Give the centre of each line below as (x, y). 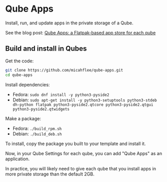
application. (17, 159)
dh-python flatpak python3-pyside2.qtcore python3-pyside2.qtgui (83, 104)
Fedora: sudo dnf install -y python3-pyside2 (61, 94)
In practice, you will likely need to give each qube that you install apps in (81, 168)
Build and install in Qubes (46, 49)
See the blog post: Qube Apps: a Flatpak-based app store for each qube (80, 32)
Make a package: (23, 118)
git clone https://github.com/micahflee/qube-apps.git (64, 70)
